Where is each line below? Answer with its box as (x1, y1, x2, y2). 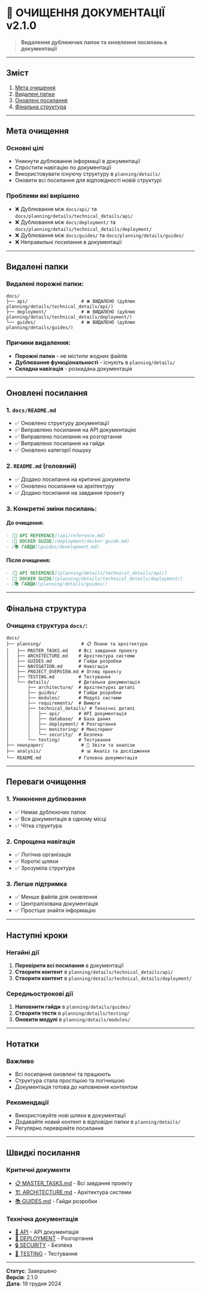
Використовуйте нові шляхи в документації (14, 1112, 126, 1119)
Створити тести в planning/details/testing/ (14, 1009, 130, 1017)
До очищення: (6, 519, 44, 527)
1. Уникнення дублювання (6, 795, 86, 803)
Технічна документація (6, 1214, 78, 1223)
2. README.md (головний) (6, 462, 77, 470)
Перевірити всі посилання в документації (14, 961, 124, 969)
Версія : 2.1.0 (6, 1274, 38, 1281)
